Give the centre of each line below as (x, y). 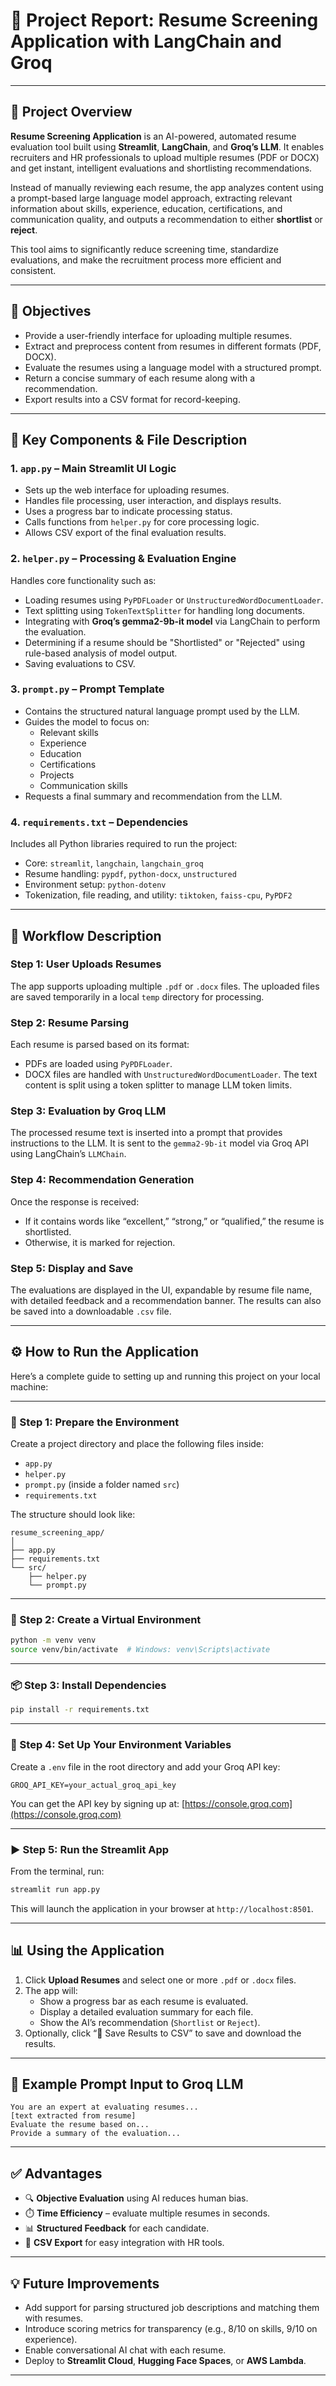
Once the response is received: (75, 1201)
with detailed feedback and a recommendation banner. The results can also (166, 1301)
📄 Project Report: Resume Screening (164, 20)
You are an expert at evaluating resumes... (104, 2107)
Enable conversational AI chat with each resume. (125, 2350)
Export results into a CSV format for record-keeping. (132, 399)
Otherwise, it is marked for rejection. (100, 1242)
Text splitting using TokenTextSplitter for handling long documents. (164, 610)
